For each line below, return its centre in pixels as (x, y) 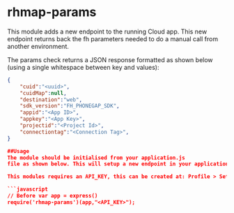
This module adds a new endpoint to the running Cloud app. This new (107, 31)
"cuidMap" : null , (44, 93)
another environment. (38, 46)
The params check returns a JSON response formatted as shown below (110, 59)
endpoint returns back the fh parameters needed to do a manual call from (112, 38)
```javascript (28, 189)
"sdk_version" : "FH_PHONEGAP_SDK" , (70, 106)
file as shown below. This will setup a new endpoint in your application (118, 164)
